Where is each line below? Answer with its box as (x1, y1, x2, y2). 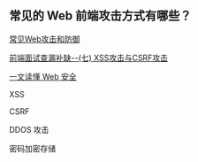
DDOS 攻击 (9, 124, 49, 135)
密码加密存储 (9, 143, 56, 153)
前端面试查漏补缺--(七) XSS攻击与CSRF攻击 (9, 52, 168, 63)
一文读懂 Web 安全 (9, 71, 77, 81)
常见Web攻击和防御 (9, 34, 80, 44)
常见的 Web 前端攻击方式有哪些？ (9, 8, 192, 24)
